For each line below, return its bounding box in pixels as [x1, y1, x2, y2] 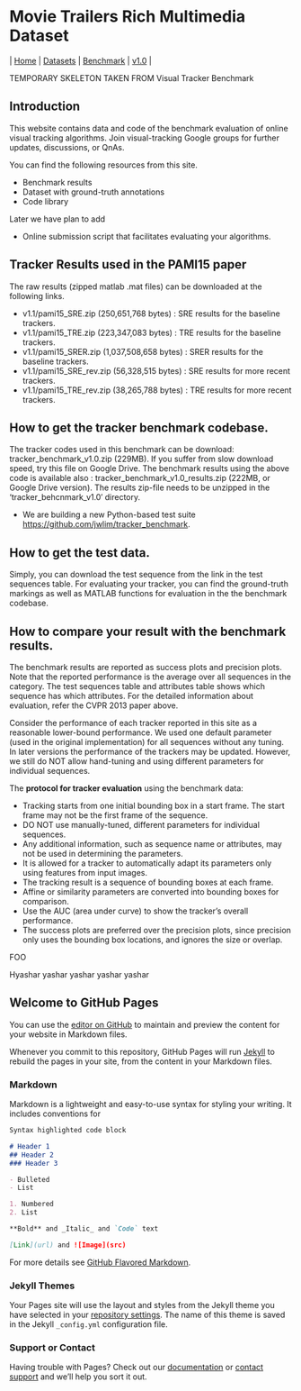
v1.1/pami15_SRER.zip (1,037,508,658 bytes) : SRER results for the [22, 346, 263, 357]
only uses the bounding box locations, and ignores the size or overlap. [22, 934, 283, 945]
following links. [9, 290, 65, 301]
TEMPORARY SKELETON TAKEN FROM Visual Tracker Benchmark [9, 72, 254, 83]
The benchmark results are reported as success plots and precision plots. [9, 662, 283, 672]
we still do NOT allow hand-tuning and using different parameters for [9, 756, 264, 767]
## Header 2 [9, 1150, 54, 1159]
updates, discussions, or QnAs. [9, 141, 125, 152]
